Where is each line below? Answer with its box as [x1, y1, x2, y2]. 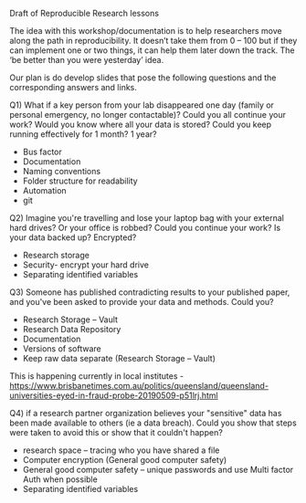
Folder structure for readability [22, 175, 139, 186]
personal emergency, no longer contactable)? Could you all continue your [9, 110, 286, 120]
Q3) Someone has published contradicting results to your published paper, [9, 287, 290, 298]
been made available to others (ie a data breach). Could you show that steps [9, 417, 297, 428]
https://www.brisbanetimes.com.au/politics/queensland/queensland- [9, 381, 269, 391]
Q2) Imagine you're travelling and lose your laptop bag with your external [9, 213, 285, 223]
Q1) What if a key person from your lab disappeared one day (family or [9, 100, 274, 110]
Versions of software [22, 343, 102, 354]
